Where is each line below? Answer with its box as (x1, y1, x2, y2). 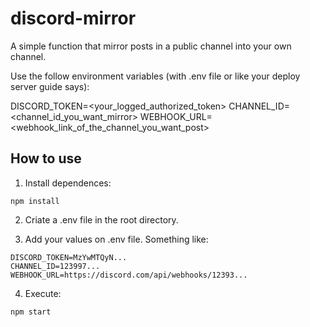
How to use (10, 150, 82, 167)
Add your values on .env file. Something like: (24, 233, 209, 245)
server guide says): (10, 80, 90, 92)
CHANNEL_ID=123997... (10, 261, 101, 271)
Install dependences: (24, 177, 112, 189)
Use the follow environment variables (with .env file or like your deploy (10, 70, 301, 82)
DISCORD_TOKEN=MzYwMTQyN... (10, 252, 128, 262)
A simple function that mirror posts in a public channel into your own (10, 40, 292, 52)
